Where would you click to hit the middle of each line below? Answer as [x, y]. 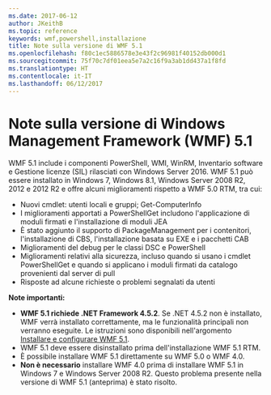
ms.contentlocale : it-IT [50, 76]
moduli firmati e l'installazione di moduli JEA [94, 222]
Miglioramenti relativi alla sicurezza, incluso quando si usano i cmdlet [135, 257]
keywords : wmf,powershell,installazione [78, 38]
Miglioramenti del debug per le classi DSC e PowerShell [113, 248]
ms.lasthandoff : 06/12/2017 [56, 83]
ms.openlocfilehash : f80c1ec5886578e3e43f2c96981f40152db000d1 [117, 53]
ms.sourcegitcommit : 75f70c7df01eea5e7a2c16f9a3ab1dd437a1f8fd [117, 62]
